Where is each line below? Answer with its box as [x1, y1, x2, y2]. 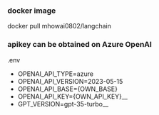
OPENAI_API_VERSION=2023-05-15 [17, 77, 123, 85]
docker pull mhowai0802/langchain [7, 22, 112, 31]
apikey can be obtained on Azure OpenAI [7, 40, 152, 50]
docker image [7, 6, 56, 16]
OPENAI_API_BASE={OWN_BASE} [17, 84, 118, 93]
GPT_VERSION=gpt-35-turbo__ [17, 99, 109, 108]
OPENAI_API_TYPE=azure [17, 70, 94, 78]
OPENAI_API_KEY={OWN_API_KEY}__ [17, 92, 128, 101]
